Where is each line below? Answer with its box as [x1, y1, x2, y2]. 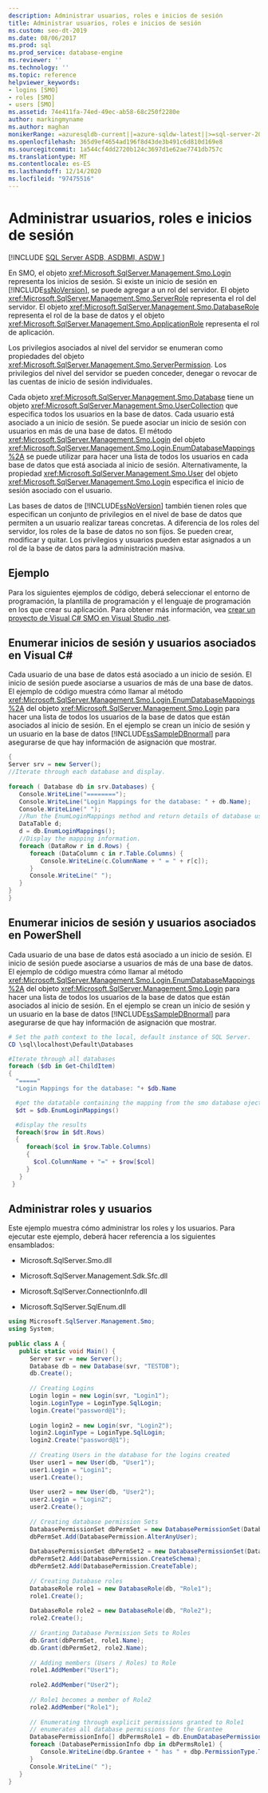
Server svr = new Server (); [29, 1354, 124, 1363]
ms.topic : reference [8, 71, 77, 79]
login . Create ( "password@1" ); [29, 1406, 127, 1415]
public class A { [8, 1340, 66, 1348]
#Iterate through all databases [8, 1055, 116, 1063]
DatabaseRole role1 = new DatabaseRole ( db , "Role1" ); [29, 1585, 213, 1593]
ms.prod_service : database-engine [8, 49, 124, 57]
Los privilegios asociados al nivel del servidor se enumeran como [8, 342, 223, 352]
